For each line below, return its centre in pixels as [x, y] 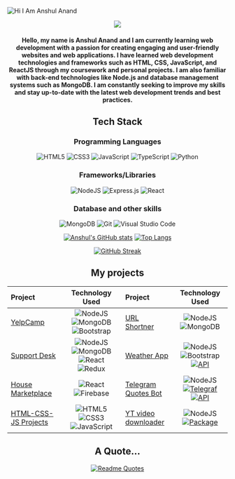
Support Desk [33, 356]
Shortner [140, 326]
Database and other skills [117, 208]
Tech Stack [117, 122]
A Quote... [117, 451]
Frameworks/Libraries [117, 175]
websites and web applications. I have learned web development [117, 55]
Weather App [147, 356]
